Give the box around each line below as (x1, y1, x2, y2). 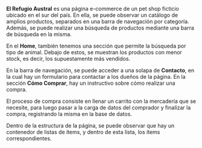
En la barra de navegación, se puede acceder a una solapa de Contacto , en (6, 67, 195, 74)
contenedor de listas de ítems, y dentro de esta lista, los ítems (6, 129, 160, 135)
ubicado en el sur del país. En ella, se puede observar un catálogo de (6, 11, 178, 19)
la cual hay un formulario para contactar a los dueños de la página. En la (6, 73, 186, 80)
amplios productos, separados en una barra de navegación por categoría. (6, 18, 189, 25)
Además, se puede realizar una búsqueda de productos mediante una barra (6, 24, 195, 31)
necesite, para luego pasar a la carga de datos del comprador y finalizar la (6, 104, 191, 111)
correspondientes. (6, 135, 52, 142)
